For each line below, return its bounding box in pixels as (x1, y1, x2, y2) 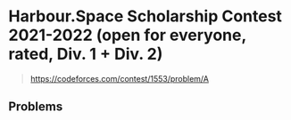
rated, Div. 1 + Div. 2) (8, 44, 163, 64)
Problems (8, 100, 63, 115)
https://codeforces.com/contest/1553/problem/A (29, 73, 209, 84)
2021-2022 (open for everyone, (8, 25, 246, 45)
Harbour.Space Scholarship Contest (8, 6, 283, 27)
